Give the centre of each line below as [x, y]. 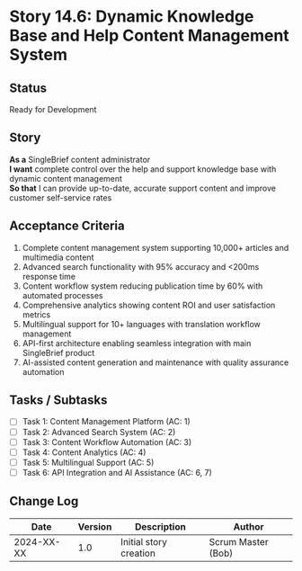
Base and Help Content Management [149, 36]
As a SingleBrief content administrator [80, 159]
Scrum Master [239, 541]
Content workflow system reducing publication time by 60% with [142, 286]
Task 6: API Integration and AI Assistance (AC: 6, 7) [117, 472]
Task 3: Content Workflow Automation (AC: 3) [107, 442]
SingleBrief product [58, 352]
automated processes [62, 295]
